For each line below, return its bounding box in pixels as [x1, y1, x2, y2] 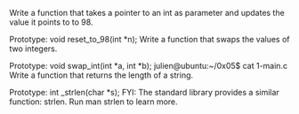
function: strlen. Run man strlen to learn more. [9, 96, 178, 107]
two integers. [9, 43, 58, 54]
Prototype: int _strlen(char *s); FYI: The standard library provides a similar [9, 87, 280, 97]
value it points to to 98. [9, 17, 93, 27]
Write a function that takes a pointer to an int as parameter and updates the [9, 8, 285, 18]
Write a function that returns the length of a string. [9, 70, 194, 80]
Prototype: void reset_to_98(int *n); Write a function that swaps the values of [9, 34, 290, 44]
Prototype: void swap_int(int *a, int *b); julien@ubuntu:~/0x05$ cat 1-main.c [9, 61, 287, 71]
